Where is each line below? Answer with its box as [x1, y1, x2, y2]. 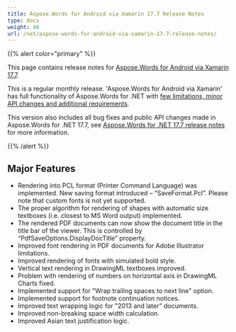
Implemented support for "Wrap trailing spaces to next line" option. [17, 287, 214, 295]
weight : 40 [7, 23, 40, 30]
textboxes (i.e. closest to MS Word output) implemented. [17, 212, 183, 220]
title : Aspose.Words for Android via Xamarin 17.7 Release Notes [7, 10, 204, 18]
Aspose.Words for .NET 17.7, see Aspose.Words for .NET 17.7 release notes [7, 121, 225, 130]
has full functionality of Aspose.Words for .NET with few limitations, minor [7, 92, 223, 101]
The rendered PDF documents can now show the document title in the [17, 219, 223, 227]
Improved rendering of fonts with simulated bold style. [17, 256, 176, 265]
